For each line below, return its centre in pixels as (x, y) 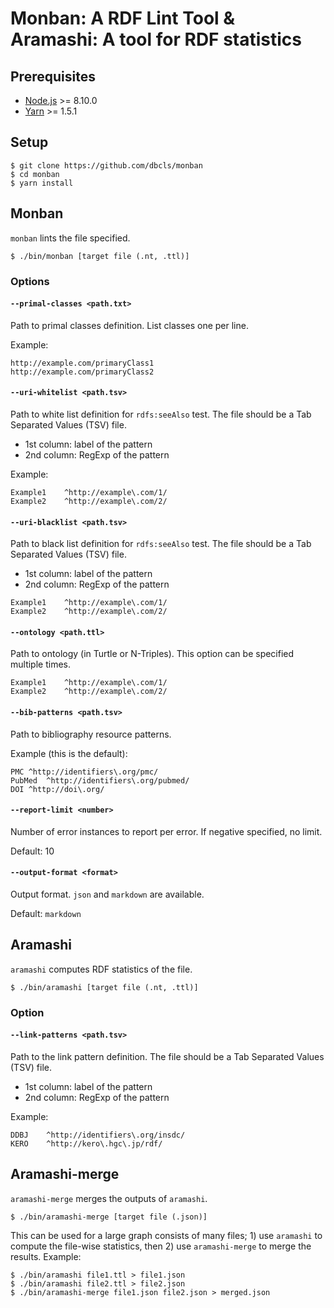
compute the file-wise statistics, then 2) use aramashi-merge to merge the (161, 1246)
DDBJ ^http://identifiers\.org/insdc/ (98, 1135)
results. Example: (46, 1256)
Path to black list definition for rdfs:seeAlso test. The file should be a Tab (161, 544)
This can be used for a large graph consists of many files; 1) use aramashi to (166, 1235)
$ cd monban (35, 174)
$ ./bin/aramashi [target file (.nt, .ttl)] (104, 987)
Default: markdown (46, 913)
